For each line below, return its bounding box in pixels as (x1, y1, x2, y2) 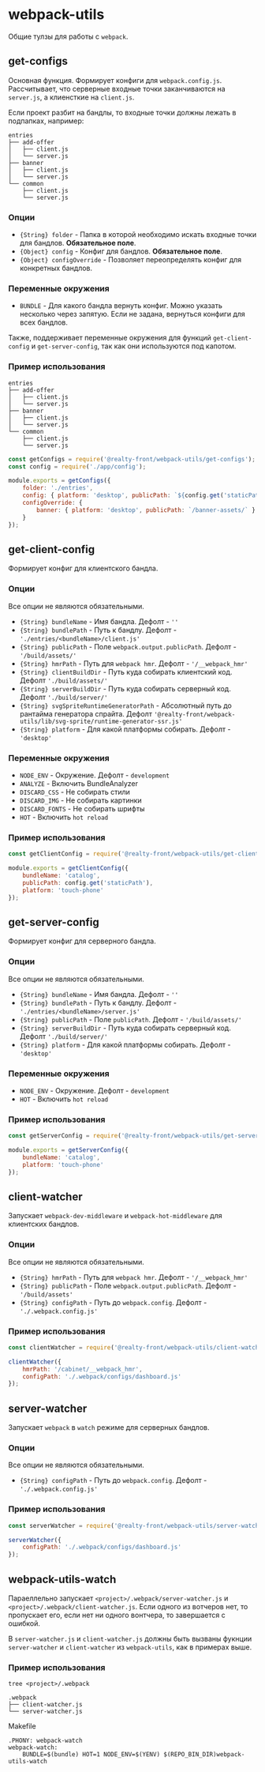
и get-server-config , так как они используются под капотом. (31, 341, 237, 351)
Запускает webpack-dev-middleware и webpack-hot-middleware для (8, 1211, 222, 1221)
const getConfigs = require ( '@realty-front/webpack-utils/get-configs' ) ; (8, 455, 256, 463)
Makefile (8, 1721, 37, 1731)
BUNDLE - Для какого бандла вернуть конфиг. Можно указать (19, 301, 222, 310)
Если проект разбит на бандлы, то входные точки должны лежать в (8, 107, 237, 117)
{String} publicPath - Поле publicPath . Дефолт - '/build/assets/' (19, 1014, 242, 1024)
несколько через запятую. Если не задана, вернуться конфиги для (19, 310, 246, 319)
